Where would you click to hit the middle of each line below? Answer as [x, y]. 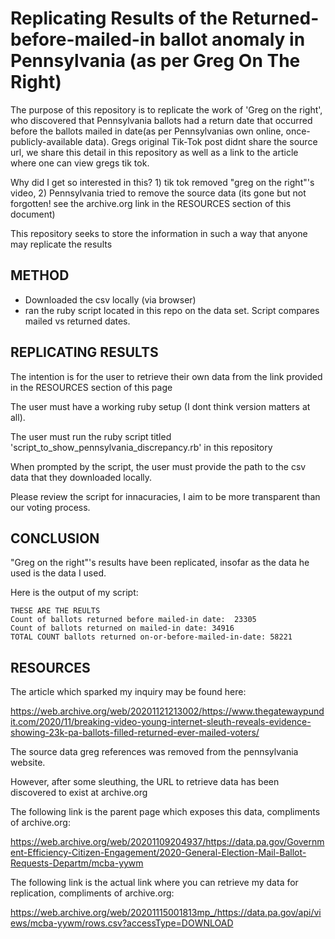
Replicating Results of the [119, 18]
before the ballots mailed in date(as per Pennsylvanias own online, [147, 131]
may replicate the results [61, 244]
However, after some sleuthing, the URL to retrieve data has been [145, 782]
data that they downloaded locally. [81, 477]
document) [33, 214]
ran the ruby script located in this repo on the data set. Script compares [172, 310]
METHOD [40, 275]
